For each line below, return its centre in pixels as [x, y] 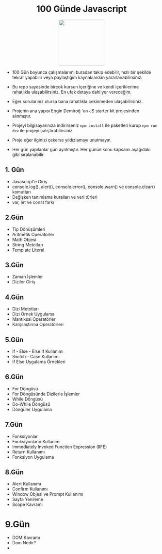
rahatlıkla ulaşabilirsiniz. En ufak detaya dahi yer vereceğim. [72, 92]
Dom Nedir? [24, 543]
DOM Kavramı [26, 537]
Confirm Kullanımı [30, 489]
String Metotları [28, 244]
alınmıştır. [22, 116]
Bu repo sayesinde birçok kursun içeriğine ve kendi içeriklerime [75, 87]
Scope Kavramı [27, 504]
